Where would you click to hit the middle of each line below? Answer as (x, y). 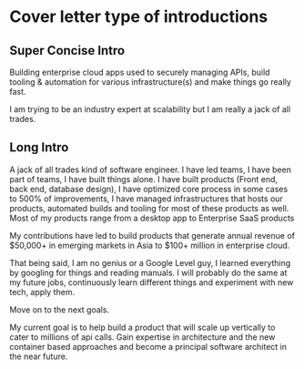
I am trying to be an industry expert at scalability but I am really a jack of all (150, 109)
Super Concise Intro (67, 51)
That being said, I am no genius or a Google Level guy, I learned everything (150, 262)
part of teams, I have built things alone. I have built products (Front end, (144, 179)
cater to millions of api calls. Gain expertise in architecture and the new (142, 337)
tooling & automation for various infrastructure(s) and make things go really (150, 82)
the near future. (39, 356)
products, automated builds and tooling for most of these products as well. (149, 208)
